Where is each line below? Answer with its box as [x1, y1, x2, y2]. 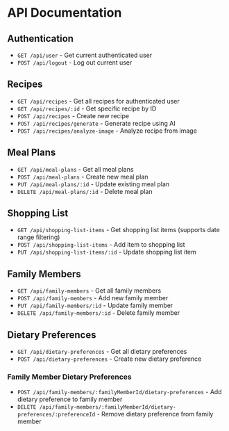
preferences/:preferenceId [17, 412, 96, 418]
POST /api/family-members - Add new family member [17, 294, 169, 302]
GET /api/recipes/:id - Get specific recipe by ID [17, 104, 157, 113]
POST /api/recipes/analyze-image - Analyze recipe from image [17, 127, 198, 135]
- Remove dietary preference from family [96, 410, 214, 418]
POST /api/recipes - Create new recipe [17, 111, 130, 120]
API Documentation [7, 5, 122, 21]
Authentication [7, 33, 74, 44]
